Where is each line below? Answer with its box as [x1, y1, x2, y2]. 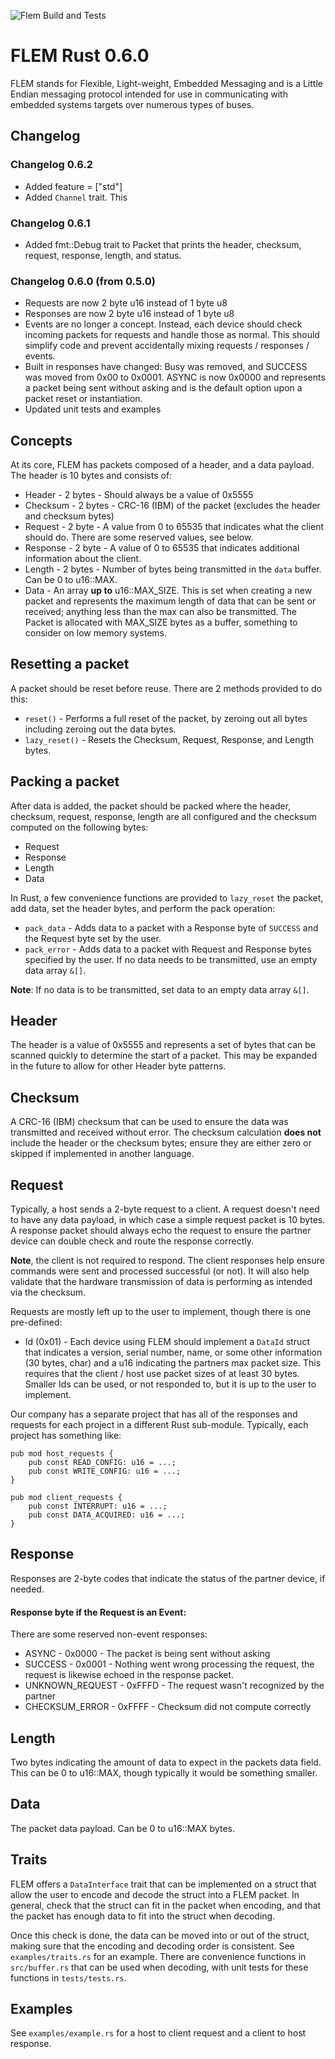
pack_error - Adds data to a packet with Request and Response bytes [24, 943, 312, 955]
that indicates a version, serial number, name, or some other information [24, 1346, 323, 1359]
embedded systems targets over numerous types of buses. [10, 98, 255, 110]
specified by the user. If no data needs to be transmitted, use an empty [24, 953, 318, 965]
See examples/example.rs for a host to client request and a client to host [10, 2027, 307, 2039]
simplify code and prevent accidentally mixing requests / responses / [24, 340, 310, 352]
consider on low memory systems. [24, 627, 168, 639]
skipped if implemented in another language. [10, 1148, 195, 1160]
